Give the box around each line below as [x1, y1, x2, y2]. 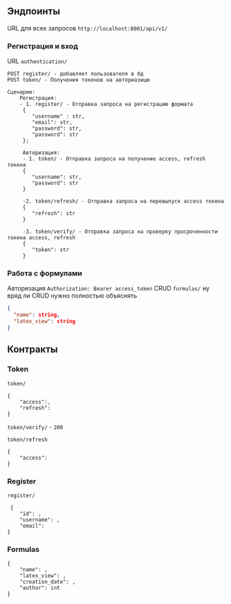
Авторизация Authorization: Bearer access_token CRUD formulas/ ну [7, 284, 210, 293]
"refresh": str [32, 210, 76, 217]
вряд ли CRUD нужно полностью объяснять [7, 291, 138, 300]
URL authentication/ [7, 57, 68, 65]
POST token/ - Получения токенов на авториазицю [7, 76, 150, 84]
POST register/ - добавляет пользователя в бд [7, 71, 144, 78]
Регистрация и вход [7, 41, 78, 51]
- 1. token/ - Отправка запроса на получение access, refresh [22, 155, 206, 162]
